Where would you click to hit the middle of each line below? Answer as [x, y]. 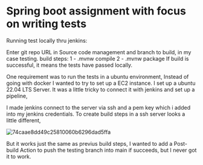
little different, [24, 120]
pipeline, [17, 96]
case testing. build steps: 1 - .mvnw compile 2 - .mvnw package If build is [98, 58]
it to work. [19, 156]
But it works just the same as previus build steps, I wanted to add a [89, 143]
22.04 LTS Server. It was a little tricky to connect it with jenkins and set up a [101, 89]
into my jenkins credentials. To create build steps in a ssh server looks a [96, 114]
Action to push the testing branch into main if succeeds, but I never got [108, 150]
